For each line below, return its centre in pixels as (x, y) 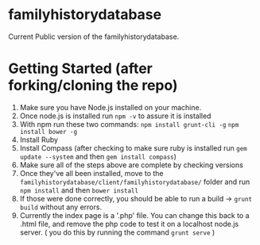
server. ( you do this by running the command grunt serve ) (117, 232)
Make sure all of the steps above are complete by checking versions (132, 165)
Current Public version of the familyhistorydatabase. (94, 36)
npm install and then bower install (79, 190)
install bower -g (49, 132)
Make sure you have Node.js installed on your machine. (111, 107)
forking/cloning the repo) (93, 86)
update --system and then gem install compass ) (98, 156)
